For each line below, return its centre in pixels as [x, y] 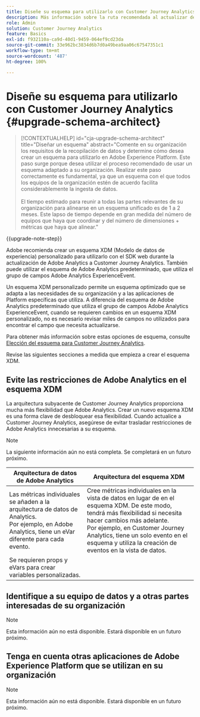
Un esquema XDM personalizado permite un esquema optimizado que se [96, 287]
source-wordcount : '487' [37, 56]
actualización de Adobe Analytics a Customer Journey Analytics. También [97, 263]
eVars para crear [32, 568]
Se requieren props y [38, 560]
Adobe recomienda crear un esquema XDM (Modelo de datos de [85, 250]
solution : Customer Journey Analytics [54, 28]
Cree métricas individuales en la [132, 491]
